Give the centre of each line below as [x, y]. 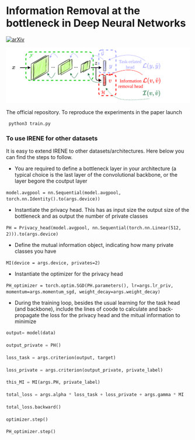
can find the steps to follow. [39, 157]
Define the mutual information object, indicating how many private [94, 245]
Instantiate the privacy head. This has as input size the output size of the [102, 210]
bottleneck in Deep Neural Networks [96, 23]
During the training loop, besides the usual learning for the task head [97, 303]
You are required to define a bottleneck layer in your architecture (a [95, 169]
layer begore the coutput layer [51, 181]
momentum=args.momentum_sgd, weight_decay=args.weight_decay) [83, 292]
